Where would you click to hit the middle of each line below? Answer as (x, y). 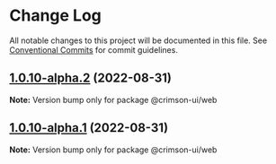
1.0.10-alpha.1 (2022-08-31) (89, 128)
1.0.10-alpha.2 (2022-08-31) (91, 78)
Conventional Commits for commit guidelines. (93, 49)
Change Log (55, 16)
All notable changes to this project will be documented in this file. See (138, 40)
